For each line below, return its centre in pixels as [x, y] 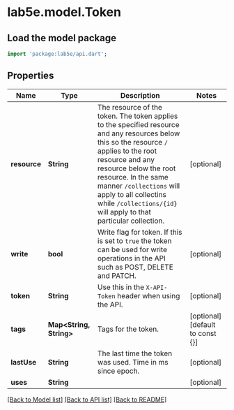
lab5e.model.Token [64, 12]
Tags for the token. [128, 329]
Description [140, 95]
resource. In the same [133, 177]
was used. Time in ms [133, 362]
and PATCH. [117, 275]
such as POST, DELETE [135, 267]
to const [203, 333]
